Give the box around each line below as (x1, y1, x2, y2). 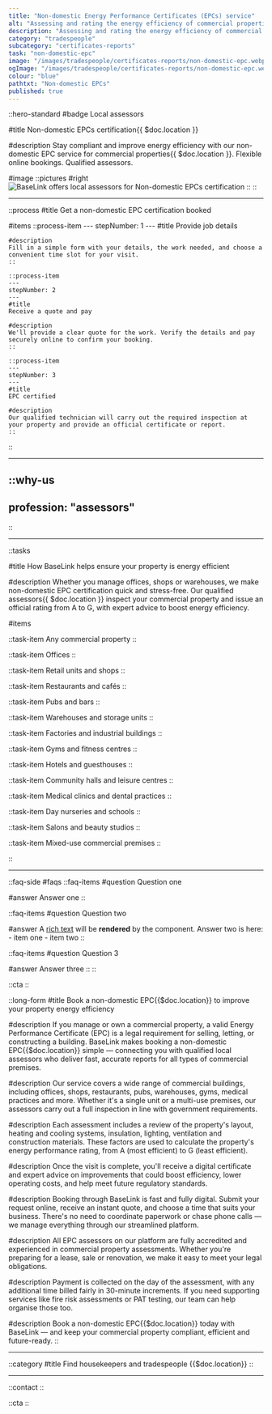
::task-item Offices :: (8, 649, 77, 660)
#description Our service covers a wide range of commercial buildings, (8, 1078, 245, 1088)
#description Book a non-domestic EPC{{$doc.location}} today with (8, 1318, 235, 1328)
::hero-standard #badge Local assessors (8, 109, 144, 119)
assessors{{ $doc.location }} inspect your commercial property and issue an (8, 594, 264, 604)
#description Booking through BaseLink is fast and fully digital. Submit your (8, 1194, 260, 1204)
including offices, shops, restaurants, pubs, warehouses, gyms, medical (8, 1086, 249, 1097)
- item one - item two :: (8, 932, 85, 942)
